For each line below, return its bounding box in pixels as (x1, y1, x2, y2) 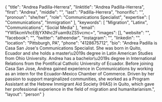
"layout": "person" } (5, 91, 45, 97)
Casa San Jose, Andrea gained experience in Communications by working (5, 66, 153, 72)
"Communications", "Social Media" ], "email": (5, 25, 96, 30)
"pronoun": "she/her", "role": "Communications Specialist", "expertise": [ (5, 15, 150, 20)
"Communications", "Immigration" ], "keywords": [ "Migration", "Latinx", (5, 19, 148, 25)
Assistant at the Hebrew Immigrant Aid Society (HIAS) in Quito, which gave (5, 81, 154, 87)
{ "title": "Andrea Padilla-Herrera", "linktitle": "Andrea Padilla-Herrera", (5, 4, 145, 10)
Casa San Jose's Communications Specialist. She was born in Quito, (5, 45, 142, 51)
